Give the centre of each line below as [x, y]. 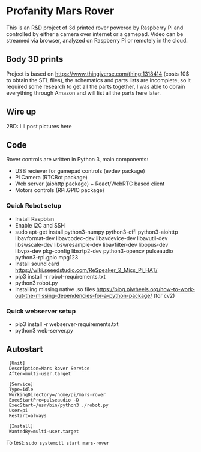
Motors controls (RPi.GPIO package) [60, 190]
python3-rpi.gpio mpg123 [46, 257]
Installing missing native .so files [55, 289]
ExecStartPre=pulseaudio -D [44, 400]
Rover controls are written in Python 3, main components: [77, 160]
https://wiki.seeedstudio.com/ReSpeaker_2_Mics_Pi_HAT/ [86, 270]
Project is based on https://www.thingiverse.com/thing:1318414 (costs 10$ [98, 74]
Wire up [21, 112]
